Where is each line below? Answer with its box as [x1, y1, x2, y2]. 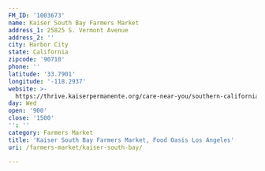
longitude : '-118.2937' [8, 77, 87, 85]
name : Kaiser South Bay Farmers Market [8, 19, 140, 27]
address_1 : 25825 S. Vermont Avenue [8, 26, 129, 34]
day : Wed [8, 99, 37, 107]
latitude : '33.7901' [8, 70, 77, 78]
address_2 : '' [8, 33, 55, 42]
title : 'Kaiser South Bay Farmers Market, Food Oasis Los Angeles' [8, 136, 235, 144]
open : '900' [8, 107, 47, 115]
